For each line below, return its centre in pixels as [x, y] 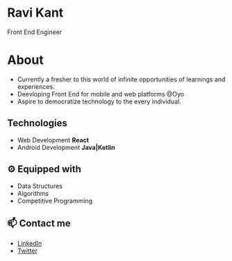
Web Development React [53, 140]
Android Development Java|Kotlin [66, 147]
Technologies [38, 123]
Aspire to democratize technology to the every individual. [99, 101]
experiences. [36, 86]
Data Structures [40, 186]
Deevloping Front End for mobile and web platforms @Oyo [101, 94]
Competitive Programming [55, 201]
